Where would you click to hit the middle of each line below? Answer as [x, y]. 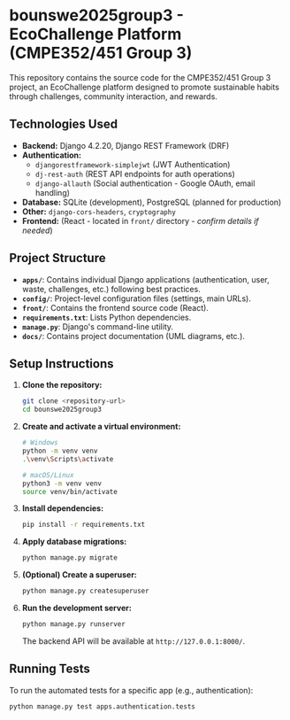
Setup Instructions [61, 364]
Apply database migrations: [74, 542]
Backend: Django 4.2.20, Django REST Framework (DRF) [126, 145]
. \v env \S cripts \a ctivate [68, 459]
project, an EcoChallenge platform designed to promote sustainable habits [145, 87]
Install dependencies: [63, 508]
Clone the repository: [62, 385]
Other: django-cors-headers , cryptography [99, 211]
